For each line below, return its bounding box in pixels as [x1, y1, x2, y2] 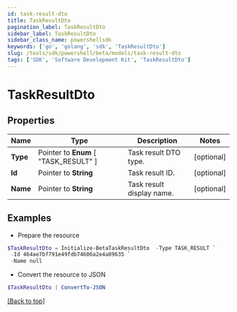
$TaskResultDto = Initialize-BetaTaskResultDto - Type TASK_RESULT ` [7, 244, 217, 251]
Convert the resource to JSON [17, 270, 106, 279]
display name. [128, 188, 174, 198]
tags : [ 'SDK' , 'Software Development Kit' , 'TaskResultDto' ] [7, 56, 191, 64]
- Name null [10, 258, 42, 265]
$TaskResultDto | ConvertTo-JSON [7, 284, 106, 292]
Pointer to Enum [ [37, 148, 97, 157]
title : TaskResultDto [7, 17, 71, 24]
